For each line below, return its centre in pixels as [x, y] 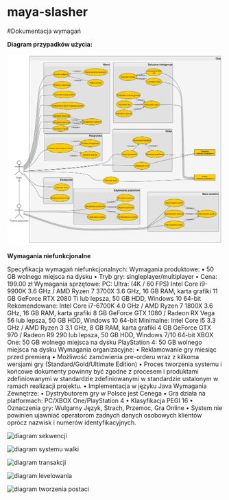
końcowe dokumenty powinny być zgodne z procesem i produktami [103, 372]
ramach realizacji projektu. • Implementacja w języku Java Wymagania [107, 386]
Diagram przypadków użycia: [50, 44]
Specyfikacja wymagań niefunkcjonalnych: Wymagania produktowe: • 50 [111, 269]
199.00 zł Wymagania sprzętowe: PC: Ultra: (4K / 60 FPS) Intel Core [103, 284]
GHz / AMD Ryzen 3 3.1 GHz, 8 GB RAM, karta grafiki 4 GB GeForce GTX [109, 328]
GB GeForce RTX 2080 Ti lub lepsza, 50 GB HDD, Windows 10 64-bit [104, 299]
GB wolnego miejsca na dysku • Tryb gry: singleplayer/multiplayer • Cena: [112, 277]
